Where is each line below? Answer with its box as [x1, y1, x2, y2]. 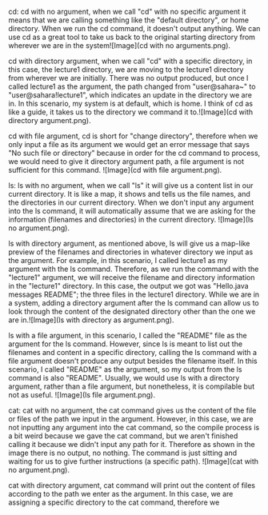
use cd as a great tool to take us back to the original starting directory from [8, 32, 256, 42]
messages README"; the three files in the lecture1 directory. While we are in [8, 289, 260, 299]
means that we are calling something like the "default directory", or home [8, 15, 250, 25]
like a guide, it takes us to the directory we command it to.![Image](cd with [8, 107, 254, 117]
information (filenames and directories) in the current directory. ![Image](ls [8, 215, 254, 224]
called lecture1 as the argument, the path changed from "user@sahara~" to [8, 82, 256, 91]
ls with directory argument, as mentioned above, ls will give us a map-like [8, 239, 250, 248]
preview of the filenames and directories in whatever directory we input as [8, 247, 254, 257]
